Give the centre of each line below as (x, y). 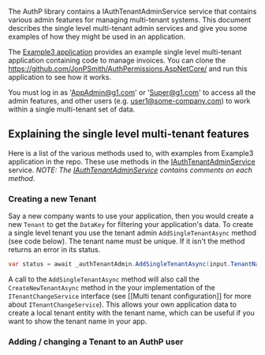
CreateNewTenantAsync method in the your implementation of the (112, 287)
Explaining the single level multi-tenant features (129, 134)
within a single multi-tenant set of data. (72, 109)
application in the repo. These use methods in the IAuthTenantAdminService (132, 161)
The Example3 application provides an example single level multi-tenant (125, 52)
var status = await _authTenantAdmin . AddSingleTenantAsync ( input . (119, 264)
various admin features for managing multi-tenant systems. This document (129, 20)
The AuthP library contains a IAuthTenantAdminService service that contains (132, 11)
